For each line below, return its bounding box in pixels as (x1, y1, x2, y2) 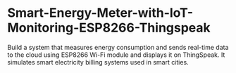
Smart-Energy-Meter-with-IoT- (7, 5, 194, 21)
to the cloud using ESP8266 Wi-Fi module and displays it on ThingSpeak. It (7, 51, 225, 59)
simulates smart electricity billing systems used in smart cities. (7, 58, 189, 66)
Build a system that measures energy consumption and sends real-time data (7, 43, 229, 51)
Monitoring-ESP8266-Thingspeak (7, 20, 211, 36)
